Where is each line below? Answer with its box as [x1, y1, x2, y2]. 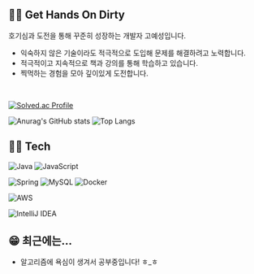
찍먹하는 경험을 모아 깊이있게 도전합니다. [19, 68, 149, 78]
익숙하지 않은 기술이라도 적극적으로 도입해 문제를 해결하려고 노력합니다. [19, 48, 246, 58]
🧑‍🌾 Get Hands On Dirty [8, 8, 126, 22]
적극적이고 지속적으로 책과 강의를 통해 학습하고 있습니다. [19, 58, 199, 67]
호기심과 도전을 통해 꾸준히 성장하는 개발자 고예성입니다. [8, 30, 187, 41]
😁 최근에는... [8, 234, 73, 248]
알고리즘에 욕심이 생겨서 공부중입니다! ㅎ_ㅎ [19, 257, 158, 267]
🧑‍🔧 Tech [8, 140, 51, 154]
